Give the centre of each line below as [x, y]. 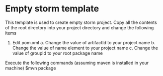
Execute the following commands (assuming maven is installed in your [77, 63]
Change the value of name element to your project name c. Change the [85, 48]
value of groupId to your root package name [57, 53]
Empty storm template [52, 9]
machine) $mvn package [31, 68]
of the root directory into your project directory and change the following [80, 27]
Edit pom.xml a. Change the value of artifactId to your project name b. [84, 42]
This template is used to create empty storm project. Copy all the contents [81, 22]
